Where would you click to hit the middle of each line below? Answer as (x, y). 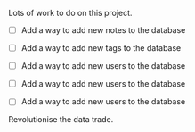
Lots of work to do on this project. (70, 13)
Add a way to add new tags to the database (101, 48)
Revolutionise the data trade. (61, 120)
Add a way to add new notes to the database (103, 30)
